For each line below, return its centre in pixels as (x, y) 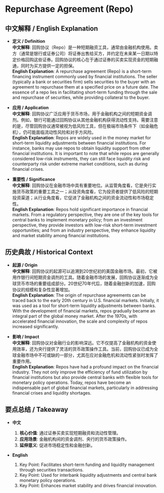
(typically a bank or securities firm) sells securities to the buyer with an (84, 82)
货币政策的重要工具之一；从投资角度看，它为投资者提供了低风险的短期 (87, 191)
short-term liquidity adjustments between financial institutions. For (79, 143)
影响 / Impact (26, 337)
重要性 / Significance (34, 179)
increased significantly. (35, 326)
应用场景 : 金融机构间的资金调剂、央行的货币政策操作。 (74, 439)
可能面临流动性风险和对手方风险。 (62, 132)
